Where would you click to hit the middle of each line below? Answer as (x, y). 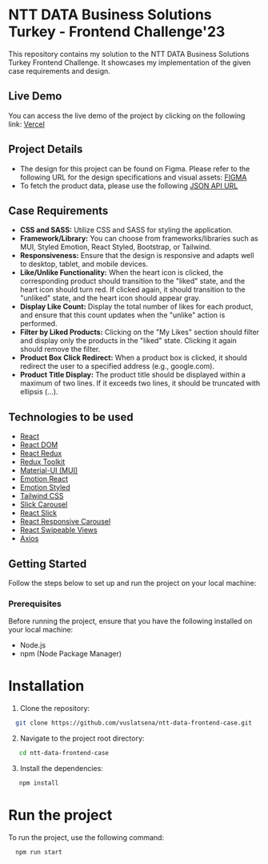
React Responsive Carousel (65, 522)
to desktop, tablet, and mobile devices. (84, 264)
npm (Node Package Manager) (71, 654)
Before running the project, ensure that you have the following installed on (130, 621)
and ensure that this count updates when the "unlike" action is (122, 315)
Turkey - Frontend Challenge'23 (117, 32)
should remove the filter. (60, 349)
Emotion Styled (45, 487)
